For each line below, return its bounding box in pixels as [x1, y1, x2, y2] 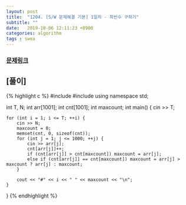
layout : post [6, 8, 38, 15]
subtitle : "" [6, 19, 38, 25]
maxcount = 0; [16, 125, 51, 131]
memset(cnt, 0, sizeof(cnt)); [16, 130, 91, 136]
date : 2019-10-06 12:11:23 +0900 [6, 25, 94, 31]
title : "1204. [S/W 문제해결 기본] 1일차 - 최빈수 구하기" [6, 14, 139, 20]
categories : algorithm [6, 31, 62, 36]
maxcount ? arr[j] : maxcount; [6, 161, 83, 167]
